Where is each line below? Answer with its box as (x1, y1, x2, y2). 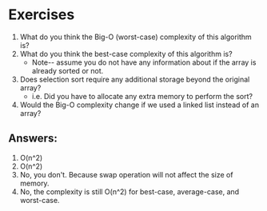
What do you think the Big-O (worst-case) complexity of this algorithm (19, 32, 252, 42)
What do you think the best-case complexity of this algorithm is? (19, 49, 233, 58)
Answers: (8, 132, 58, 145)
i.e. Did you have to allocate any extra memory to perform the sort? (31, 91, 253, 101)
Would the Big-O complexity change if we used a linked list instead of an (19, 100, 260, 109)
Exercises (8, 6, 75, 24)
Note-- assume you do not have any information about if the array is (31, 58, 257, 67)
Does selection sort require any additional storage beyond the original (19, 74, 250, 84)
